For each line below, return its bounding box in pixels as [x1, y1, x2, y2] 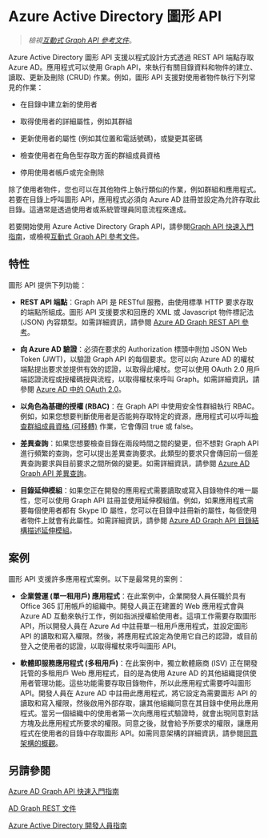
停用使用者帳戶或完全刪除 [19, 167, 105, 177]
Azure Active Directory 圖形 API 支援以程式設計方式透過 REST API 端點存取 [8, 52, 254, 62]
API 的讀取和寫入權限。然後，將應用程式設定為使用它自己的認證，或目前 [19, 631, 258, 641]
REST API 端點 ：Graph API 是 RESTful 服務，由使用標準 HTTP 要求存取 [19, 297, 254, 307]
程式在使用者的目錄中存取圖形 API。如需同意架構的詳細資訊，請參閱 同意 [19, 728, 258, 738]
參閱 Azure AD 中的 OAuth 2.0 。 [19, 384, 126, 393]
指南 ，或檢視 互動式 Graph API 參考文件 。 [8, 232, 144, 241]
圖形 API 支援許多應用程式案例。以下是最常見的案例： [8, 574, 186, 583]
